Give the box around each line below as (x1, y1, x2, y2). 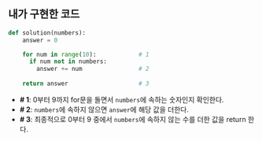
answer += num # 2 (36, 65, 149, 73)
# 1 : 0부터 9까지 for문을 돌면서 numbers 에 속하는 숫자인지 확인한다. (19, 95, 224, 104)
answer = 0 (22, 36, 58, 44)
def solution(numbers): (8, 28, 87, 37)
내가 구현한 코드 (8, 7, 80, 21)
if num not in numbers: (28, 58, 108, 65)
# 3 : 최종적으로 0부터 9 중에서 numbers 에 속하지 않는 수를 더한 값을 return (19, 114, 246, 124)
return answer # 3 (22, 80, 149, 88)
